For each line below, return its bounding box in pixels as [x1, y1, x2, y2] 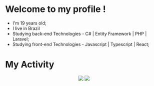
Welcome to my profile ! [5, 3, 106, 15]
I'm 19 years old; [12, 20, 46, 26]
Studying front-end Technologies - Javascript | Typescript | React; [12, 41, 150, 47]
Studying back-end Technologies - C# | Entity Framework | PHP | [12, 30, 147, 36]
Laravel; [12, 36, 29, 42]
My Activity [5, 59, 54, 70]
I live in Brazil [12, 25, 40, 31]
